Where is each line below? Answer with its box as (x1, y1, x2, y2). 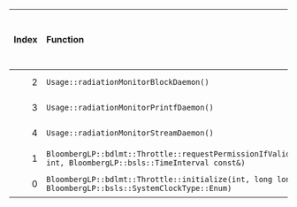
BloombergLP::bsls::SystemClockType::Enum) (46, 183, 232, 193)
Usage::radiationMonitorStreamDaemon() (46, 128, 214, 138)
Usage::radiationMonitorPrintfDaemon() (46, 103, 214, 112)
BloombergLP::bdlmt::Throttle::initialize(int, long (46, 174, 273, 184)
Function (46, 34, 85, 45)
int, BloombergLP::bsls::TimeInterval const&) (46, 158, 246, 167)
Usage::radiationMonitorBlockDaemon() (46, 77, 209, 87)
